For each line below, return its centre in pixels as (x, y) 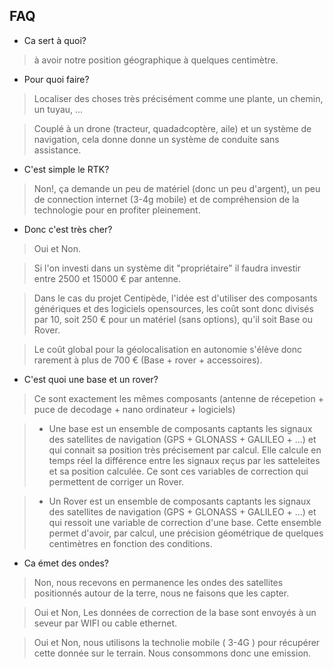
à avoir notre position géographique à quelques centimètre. (156, 60)
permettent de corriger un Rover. (116, 481)
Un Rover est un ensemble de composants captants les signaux (179, 501)
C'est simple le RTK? (66, 169)
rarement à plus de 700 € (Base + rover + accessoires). (148, 360)
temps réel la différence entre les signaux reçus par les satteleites (184, 460)
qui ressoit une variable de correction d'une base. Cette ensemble (185, 522)
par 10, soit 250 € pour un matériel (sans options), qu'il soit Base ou (173, 319)
